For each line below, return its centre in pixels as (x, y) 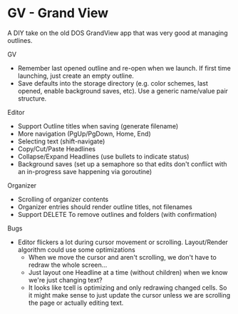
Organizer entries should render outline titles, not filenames (105, 207)
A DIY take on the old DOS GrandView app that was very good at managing (118, 33)
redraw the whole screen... (68, 265)
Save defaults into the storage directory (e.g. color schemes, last (113, 83)
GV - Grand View (58, 13)
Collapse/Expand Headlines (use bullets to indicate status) (103, 156)
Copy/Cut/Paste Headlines (57, 148)
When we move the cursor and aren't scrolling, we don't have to (123, 257)
